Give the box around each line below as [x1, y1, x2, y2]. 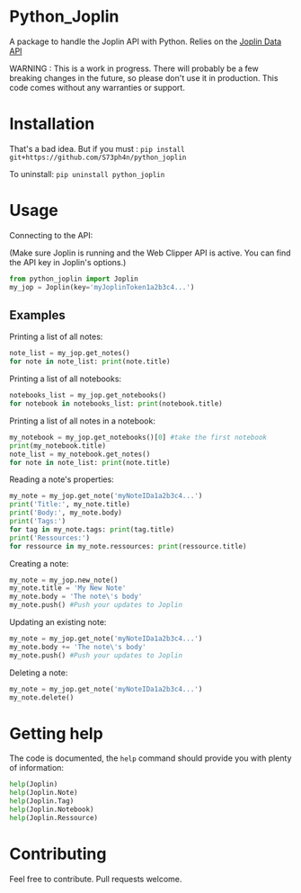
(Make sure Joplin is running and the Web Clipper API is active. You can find [9, 247, 291, 258]
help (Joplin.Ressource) [9, 813, 99, 822]
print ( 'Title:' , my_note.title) [9, 500, 130, 509]
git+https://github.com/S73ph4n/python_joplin [9, 153, 187, 162]
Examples [9, 308, 66, 323]
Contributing [9, 844, 107, 864]
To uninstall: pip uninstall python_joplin [9, 168, 165, 179]
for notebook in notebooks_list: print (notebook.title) [9, 399, 223, 408]
